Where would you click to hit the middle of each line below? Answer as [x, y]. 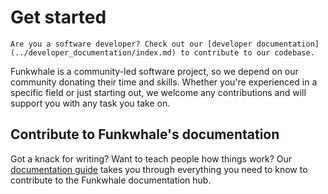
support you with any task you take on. [90, 103]
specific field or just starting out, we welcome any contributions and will [158, 92]
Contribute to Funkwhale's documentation [145, 134]
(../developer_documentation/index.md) [93, 52]
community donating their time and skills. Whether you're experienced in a [164, 82]
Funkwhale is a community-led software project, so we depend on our [154, 71]
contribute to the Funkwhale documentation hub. [111, 180]
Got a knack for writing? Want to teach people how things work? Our [151, 158]
